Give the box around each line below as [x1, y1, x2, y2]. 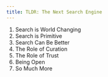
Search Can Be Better [15, 38, 70, 46]
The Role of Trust [15, 51, 59, 59]
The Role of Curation [15, 45, 68, 53]
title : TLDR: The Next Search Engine [6, 9, 103, 15]
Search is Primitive [15, 32, 63, 40]
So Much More [15, 65, 53, 72]
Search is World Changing [15, 26, 81, 33]
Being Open [15, 58, 46, 65]
